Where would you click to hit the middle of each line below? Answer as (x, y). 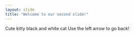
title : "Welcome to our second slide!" (47, 14)
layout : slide (20, 10)
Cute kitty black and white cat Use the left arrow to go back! (67, 28)
